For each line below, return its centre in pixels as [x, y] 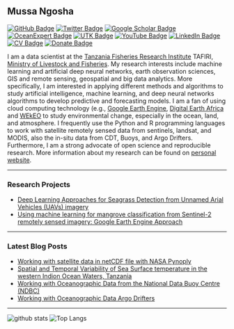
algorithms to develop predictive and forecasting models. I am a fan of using [117, 101]
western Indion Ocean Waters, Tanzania [75, 276]
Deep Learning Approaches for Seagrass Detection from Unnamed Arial [120, 200]
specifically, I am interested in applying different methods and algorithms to [116, 86]
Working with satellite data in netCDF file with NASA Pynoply [104, 262]
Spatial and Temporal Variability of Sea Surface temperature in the [112, 269]
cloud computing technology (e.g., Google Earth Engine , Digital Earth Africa [116, 108]
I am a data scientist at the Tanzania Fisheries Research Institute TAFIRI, [110, 56]
